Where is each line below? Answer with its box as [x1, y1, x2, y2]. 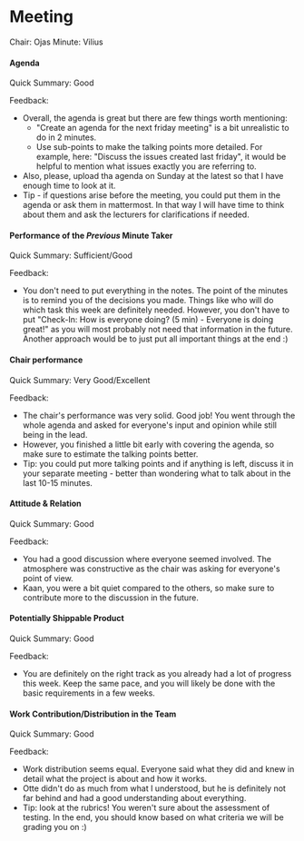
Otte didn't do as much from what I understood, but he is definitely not [22, 783, 286, 794]
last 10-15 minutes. [22, 477, 93, 488]
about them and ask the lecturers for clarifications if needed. [22, 209, 250, 220]
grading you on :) [22, 822, 88, 833]
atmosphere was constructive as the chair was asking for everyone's [22, 563, 280, 574]
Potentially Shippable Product [9, 613, 124, 624]
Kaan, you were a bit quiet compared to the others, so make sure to [22, 582, 275, 593]
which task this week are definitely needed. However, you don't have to [22, 304, 290, 315]
